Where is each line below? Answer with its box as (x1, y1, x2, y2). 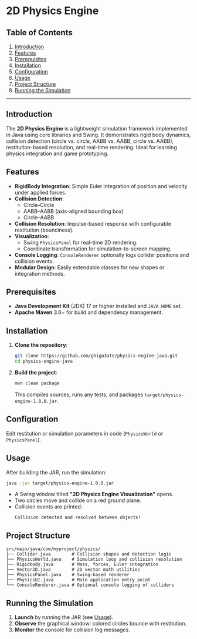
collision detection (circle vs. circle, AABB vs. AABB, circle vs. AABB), (6, 137, 174, 145)
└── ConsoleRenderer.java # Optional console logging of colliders (6, 582, 175, 588)
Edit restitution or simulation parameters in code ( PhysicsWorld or (6, 430, 164, 437)
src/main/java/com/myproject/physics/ (6, 546, 101, 552)
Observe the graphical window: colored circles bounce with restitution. (14, 620, 186, 627)
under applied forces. (14, 189, 67, 196)
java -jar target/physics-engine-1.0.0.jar (6, 480, 114, 486)
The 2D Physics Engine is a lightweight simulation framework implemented (6, 125, 188, 132)
